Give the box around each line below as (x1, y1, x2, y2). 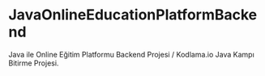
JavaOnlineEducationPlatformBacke (8, 6, 258, 24)
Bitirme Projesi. (8, 58, 59, 68)
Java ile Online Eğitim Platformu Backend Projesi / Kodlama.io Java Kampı (8, 49, 255, 59)
